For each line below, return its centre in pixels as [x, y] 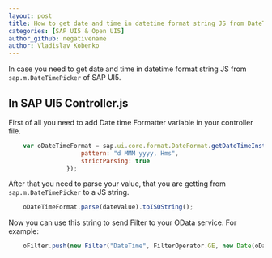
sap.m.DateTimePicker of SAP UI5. [65, 78]
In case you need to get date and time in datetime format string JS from [127, 69]
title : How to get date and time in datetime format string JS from [126, 23]
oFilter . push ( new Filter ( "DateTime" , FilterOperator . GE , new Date [137, 246]
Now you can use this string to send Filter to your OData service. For [123, 222]
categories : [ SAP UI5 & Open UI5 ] [67, 31]
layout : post [30, 16]
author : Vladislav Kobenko [54, 46]
